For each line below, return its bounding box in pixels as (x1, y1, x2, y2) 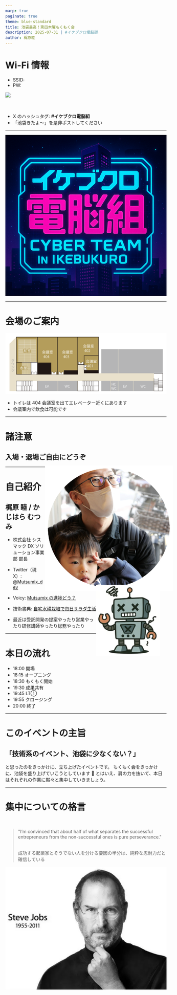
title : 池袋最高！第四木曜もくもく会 (5, 25, 75, 30)
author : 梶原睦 (5, 35, 35, 40)
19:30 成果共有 (12, 684, 44, 691)
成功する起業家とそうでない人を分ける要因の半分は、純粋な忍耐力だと (17, 850, 166, 856)
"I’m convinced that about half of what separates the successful (17, 829, 153, 835)
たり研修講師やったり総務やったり (12, 623, 85, 629)
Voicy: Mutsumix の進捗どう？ (12, 595, 76, 601)
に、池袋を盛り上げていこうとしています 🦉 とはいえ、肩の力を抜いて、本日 (5, 770, 163, 777)
